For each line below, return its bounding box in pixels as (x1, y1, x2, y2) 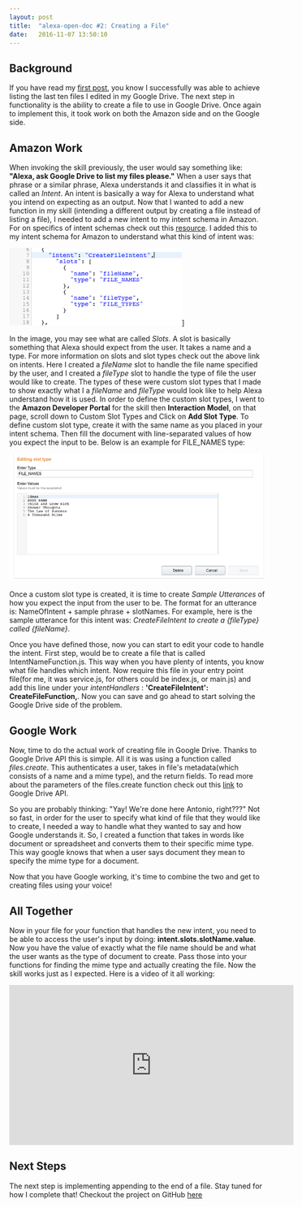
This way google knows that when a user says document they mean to (9, 848, 246, 857)
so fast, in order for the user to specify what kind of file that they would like (9, 813, 261, 823)
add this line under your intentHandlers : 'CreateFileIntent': (9, 683, 209, 693)
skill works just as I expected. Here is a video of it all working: (9, 969, 215, 979)
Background (9, 61, 72, 75)
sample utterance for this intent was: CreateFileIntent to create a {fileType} (9, 615, 260, 625)
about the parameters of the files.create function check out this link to (9, 780, 244, 790)
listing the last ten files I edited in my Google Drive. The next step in (9, 92, 235, 102)
